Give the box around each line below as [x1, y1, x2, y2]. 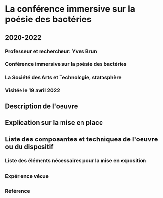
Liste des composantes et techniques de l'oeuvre [5, 135, 158, 143]
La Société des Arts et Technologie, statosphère [5, 74, 122, 81]
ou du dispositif [5, 143, 54, 151]
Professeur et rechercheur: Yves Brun [5, 48, 97, 55]
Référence [5, 188, 30, 195]
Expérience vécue [5, 172, 49, 179]
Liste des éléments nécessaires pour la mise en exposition [5, 158, 146, 164]
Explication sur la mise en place [5, 119, 103, 127]
